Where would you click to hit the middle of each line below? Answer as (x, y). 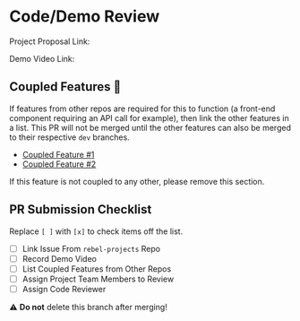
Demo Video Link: (42, 58)
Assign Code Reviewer (64, 289)
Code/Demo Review (85, 17)
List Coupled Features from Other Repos (97, 269)
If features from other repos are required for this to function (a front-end (142, 108)
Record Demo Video (59, 258)
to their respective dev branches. (69, 137)
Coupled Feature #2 (59, 164)
